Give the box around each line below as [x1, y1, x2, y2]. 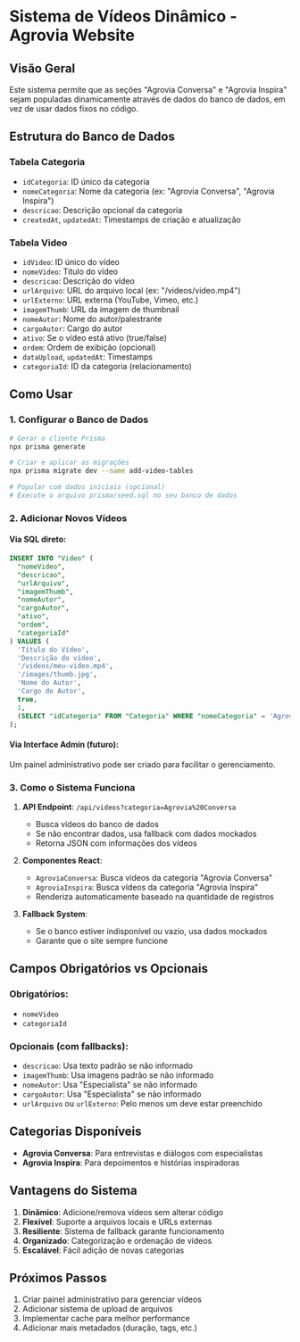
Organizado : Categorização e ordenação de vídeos [21, 1235, 212, 1246]
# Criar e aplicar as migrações [9, 458, 129, 468]
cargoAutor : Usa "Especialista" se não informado [21, 1089, 202, 1099]
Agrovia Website [9, 25, 136, 46]
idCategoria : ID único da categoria [21, 176, 150, 186]
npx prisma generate [9, 442, 87, 451]
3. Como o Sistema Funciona [9, 781, 136, 793]
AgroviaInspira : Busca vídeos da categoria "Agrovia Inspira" [35, 882, 259, 892]
